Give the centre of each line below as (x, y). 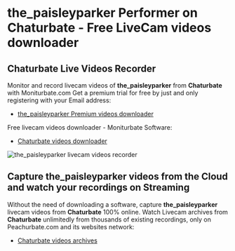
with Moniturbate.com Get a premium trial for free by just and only (103, 93)
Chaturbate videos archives (58, 240)
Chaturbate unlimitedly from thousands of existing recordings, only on (109, 219)
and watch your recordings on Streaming (99, 188)
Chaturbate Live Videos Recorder (82, 68)
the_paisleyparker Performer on (102, 13)
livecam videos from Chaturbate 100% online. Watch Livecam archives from (117, 212)
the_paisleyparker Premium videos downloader (86, 114)
